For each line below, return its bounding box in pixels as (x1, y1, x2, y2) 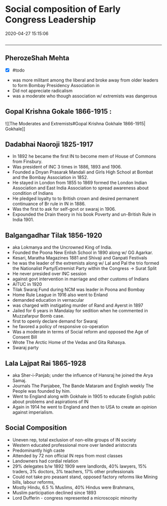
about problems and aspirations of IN (12, 399, 88, 405)
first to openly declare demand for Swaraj (12, 318, 98, 324)
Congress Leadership (5, 14, 96, 25)
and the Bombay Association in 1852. (12, 174, 88, 180)
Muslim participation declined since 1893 (12, 490, 96, 496)
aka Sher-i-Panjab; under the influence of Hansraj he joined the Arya (12, 372, 153, 378)
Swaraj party (12, 344, 39, 351)
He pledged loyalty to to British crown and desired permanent (12, 195, 139, 202)
